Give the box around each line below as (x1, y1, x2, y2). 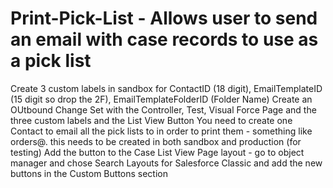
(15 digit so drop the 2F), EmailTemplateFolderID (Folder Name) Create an (10, 93, 313, 105)
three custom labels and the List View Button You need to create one (10, 114, 293, 126)
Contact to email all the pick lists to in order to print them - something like (10, 125, 313, 137)
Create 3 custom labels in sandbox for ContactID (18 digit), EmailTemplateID (10, 82, 323, 94)
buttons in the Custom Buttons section (10, 167, 168, 179)
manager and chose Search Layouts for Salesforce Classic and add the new (10, 157, 323, 169)
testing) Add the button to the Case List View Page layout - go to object (10, 146, 305, 158)
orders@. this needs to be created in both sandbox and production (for (10, 135, 302, 147)
